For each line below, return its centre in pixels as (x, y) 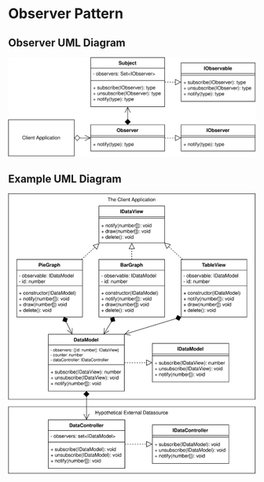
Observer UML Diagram (67, 43)
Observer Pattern (66, 14)
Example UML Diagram (65, 179)
